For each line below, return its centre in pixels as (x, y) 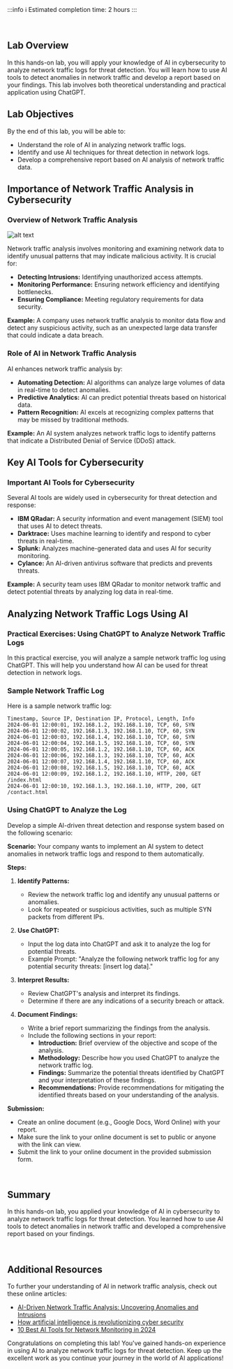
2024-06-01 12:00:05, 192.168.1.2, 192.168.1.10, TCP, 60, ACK (101, 750)
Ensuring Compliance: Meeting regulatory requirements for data (110, 300)
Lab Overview (38, 46)
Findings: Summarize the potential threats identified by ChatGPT (131, 1072)
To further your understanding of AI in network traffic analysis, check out (112, 1286)
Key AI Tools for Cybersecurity (76, 463)
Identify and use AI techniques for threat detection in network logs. (114, 152)
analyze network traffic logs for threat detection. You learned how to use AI (115, 1219)
